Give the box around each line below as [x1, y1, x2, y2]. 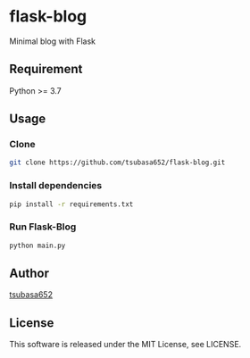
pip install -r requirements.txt [9, 199, 134, 209]
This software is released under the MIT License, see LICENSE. [9, 339, 242, 350]
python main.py [9, 241, 66, 250]
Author [9, 266, 49, 281]
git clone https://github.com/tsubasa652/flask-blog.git [9, 158, 226, 167]
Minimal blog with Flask [9, 36, 96, 46]
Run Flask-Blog [9, 221, 77, 233]
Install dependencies [9, 179, 103, 192]
